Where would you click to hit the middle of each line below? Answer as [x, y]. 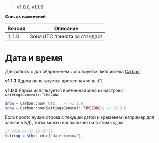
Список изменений [25, 16]
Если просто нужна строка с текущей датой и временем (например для [80, 117]
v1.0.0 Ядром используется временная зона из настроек [64, 90]
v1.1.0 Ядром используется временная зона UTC [54, 81]
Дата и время [34, 58]
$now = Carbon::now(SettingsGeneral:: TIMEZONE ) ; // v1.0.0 [66, 108]
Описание [66, 28]
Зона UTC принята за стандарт [66, 37]
